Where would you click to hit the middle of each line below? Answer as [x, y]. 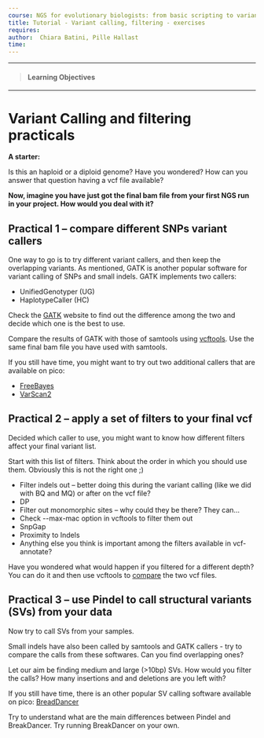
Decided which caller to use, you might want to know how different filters [126, 437]
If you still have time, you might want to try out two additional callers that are [132, 363]
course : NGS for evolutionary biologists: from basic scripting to [121, 15]
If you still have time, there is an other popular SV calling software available [130, 693]
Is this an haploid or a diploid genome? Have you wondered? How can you [128, 172]
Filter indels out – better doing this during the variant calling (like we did [135, 484]
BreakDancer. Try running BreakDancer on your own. [94, 725]
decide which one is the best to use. [67, 323]
